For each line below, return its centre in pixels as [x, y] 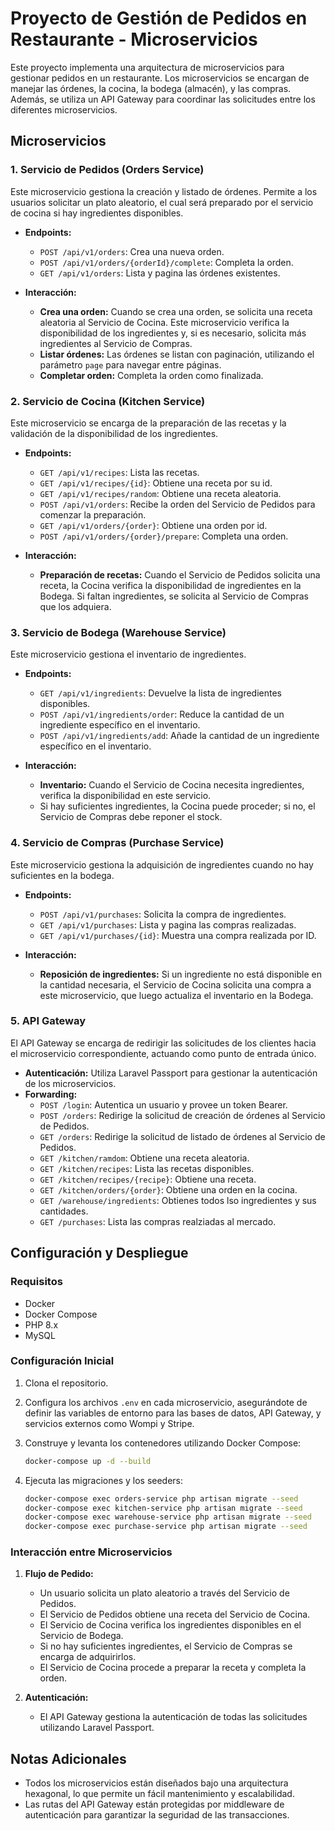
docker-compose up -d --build [88, 1461]
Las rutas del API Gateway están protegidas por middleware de [154, 1804]
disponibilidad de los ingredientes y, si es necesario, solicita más [173, 333]
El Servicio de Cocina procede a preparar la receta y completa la [173, 1668]
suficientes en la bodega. [62, 875]
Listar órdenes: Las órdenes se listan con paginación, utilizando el [177, 354]
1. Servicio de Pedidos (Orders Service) [107, 170]
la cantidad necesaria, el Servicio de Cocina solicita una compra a [175, 984]
